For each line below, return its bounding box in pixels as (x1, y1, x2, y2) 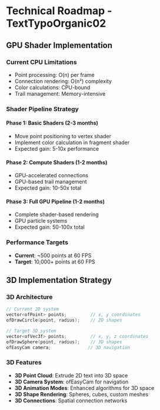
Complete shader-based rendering (14, 211, 99, 218)
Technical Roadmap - (6, 4, 112, 18)
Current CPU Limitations (6, 58, 78, 66)
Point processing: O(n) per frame (14, 71, 95, 78)
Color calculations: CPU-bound (14, 84, 91, 91)
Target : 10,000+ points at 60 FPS (14, 258, 95, 265)
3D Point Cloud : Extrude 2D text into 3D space (14, 372, 128, 379)
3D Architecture (6, 293, 53, 301)
